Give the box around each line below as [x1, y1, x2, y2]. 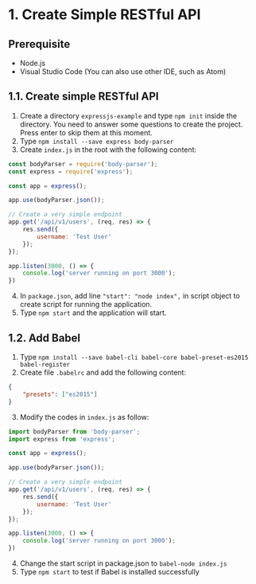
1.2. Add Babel [8, 331, 81, 345]
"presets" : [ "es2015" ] [22, 390, 98, 399]
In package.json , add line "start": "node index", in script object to [19, 291, 240, 301]
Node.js [19, 58, 46, 68]
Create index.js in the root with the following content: [19, 145, 197, 154]
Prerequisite [8, 37, 71, 51]
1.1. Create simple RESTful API [8, 90, 159, 103]
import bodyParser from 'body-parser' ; [8, 427, 141, 435]
